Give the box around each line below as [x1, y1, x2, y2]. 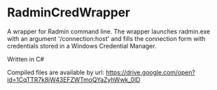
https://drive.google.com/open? [105, 68, 196, 76]
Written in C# [7, 55, 44, 63]
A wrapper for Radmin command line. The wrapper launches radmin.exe [7, 27, 211, 35]
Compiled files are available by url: [7, 68, 105, 76]
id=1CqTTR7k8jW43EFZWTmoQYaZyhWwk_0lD [7, 75, 140, 83]
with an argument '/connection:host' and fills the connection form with [7, 34, 205, 42]
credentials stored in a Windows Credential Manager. [7, 42, 157, 50]
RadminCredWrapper [7, 5, 131, 20]
